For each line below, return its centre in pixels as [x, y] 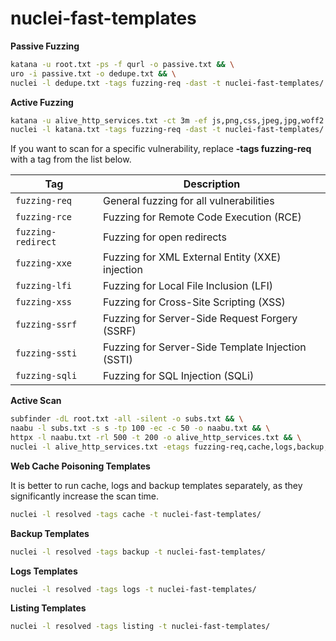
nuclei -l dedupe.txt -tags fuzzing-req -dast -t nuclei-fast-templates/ [167, 83]
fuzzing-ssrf [46, 325]
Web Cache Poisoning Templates [80, 466]
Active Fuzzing [42, 102]
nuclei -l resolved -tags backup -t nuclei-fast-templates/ [138, 552]
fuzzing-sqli [46, 376]
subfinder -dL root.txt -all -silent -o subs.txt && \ [127, 419]
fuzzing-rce [44, 217]
